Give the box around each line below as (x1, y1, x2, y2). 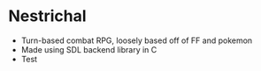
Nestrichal (8, 6, 87, 26)
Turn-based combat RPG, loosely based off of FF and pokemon (20, 35, 253, 46)
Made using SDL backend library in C (20, 44, 157, 54)
